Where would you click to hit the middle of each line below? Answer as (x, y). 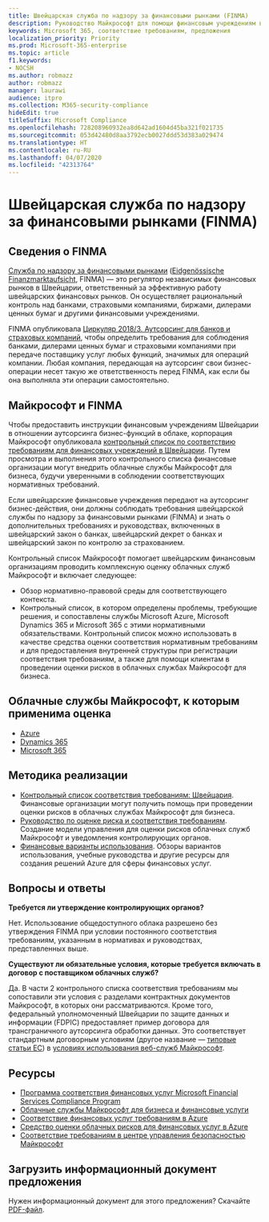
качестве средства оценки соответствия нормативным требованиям (139, 642)
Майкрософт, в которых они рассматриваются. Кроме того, (111, 1005)
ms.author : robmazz (41, 75)
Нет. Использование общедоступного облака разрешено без (113, 923)
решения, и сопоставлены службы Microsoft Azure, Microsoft (124, 616)
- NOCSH (21, 68)
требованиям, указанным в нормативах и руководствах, (105, 940)
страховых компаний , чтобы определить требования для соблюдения (129, 337)
